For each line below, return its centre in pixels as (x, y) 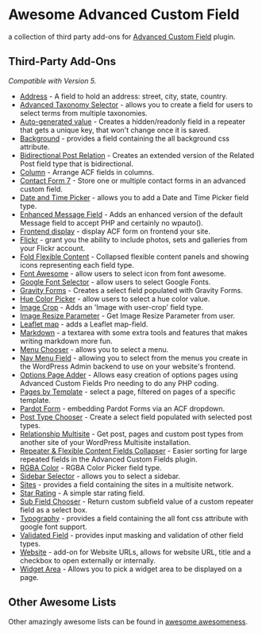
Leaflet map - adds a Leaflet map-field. (84, 324)
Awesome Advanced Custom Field (124, 15)
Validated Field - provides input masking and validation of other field (131, 535)
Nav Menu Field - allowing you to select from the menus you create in (133, 358)
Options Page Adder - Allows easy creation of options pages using (129, 374)
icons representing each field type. (77, 265)
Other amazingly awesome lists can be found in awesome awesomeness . (128, 621)
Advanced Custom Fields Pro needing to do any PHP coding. (119, 383)
